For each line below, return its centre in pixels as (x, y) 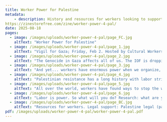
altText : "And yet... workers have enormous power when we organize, (88, 70)
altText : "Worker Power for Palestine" (55, 42)
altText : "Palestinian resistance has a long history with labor (83, 79)
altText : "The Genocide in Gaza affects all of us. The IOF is (81, 61)
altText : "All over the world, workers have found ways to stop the (86, 88)
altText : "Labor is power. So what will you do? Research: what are (86, 98)
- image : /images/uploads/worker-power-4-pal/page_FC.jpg (71, 38)
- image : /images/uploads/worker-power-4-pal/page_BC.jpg (71, 103)
